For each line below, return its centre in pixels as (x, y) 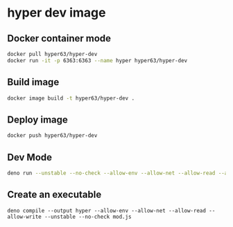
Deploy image (37, 119)
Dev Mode (30, 157)
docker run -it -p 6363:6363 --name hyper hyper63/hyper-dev (97, 60)
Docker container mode (59, 38)
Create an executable (54, 195)
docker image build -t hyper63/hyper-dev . (71, 98)
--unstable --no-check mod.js (88, 217)
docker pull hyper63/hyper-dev (52, 54)
